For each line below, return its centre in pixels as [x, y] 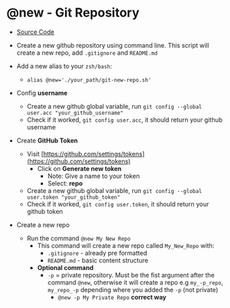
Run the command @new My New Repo [79, 238]
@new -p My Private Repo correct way [112, 297]
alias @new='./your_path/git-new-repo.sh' [89, 80]
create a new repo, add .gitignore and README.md [87, 53]
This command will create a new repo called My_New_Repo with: [126, 245]
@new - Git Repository [73, 13]
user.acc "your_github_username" [75, 113]
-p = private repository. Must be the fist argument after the [131, 275]
